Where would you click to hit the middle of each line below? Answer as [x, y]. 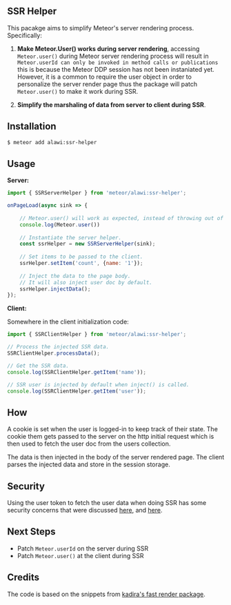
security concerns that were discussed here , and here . [85, 510]
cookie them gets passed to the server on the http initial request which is [111, 437]
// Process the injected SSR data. [58, 347]
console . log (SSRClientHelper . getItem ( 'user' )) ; [77, 391]
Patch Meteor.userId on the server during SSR [83, 548]
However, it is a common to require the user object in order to [104, 77]
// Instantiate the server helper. [71, 237]
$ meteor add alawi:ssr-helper [52, 142]
